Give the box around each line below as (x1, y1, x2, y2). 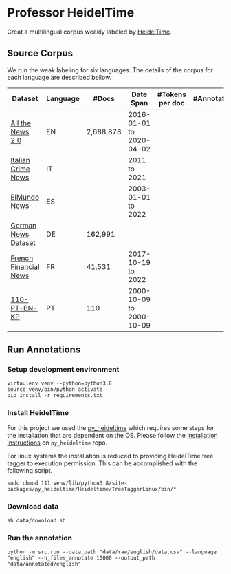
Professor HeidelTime (7, 5, 135, 21)
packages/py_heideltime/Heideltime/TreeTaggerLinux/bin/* (7, 485, 177, 493)
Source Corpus (7, 47, 74, 59)
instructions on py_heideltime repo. (7, 438, 108, 447)
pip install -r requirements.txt (7, 392, 103, 399)
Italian (10, 155, 31, 164)
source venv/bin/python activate (7, 386, 103, 393)
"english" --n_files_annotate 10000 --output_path (7, 555, 155, 562)
